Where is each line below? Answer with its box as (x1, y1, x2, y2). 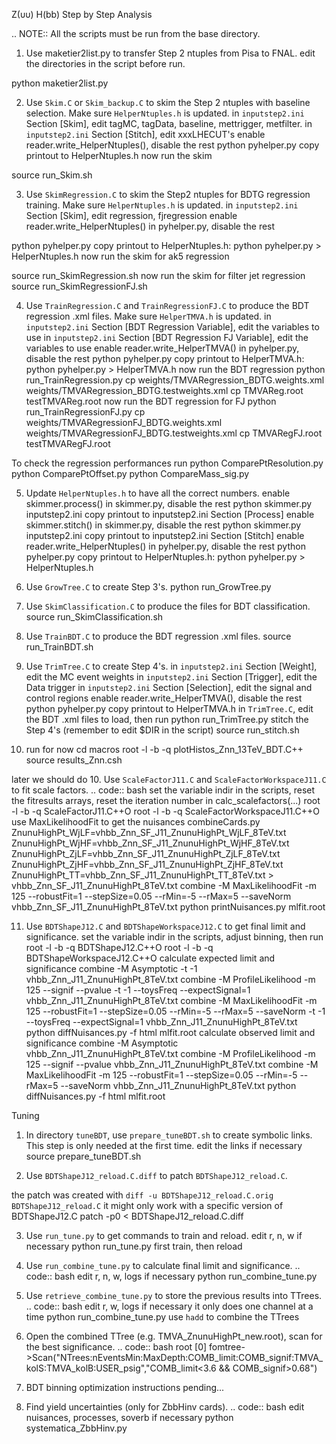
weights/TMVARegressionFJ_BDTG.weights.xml (25, 417, 223, 428)
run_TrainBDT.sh (25, 641, 94, 653)
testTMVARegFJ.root (25, 438, 111, 449)
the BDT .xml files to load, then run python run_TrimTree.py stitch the (25, 714, 309, 725)
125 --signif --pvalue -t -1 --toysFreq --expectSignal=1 (25, 984, 251, 996)
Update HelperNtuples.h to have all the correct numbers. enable (25, 487, 291, 499)
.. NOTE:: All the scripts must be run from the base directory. (11, 28, 261, 39)
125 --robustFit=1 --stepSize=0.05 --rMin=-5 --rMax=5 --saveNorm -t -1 (25, 1005, 326, 1017)
